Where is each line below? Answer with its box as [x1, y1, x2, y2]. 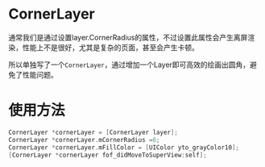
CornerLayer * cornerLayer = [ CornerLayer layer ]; [8, 128, 179, 136]
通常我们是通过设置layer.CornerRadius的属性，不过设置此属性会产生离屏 [8, 32, 248, 42]
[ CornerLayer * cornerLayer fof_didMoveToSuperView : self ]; [8, 151, 207, 159]
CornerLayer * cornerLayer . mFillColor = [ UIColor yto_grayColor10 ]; [8, 143, 240, 152]
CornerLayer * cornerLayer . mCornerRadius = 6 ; [8, 136, 160, 144]
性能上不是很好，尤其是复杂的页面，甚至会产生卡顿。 [22, 42, 199, 52]
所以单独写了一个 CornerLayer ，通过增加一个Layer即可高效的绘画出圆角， [8, 60, 251, 69]
